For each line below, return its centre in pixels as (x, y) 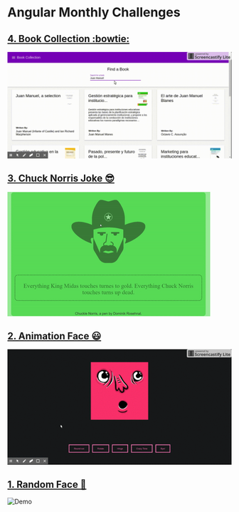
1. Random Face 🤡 (47, 485)
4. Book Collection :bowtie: (69, 39)
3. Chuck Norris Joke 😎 (61, 179)
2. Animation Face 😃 (54, 336)
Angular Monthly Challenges (94, 12)
